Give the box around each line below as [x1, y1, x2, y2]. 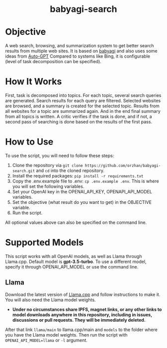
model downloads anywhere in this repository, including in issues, [12, 312, 153, 318]
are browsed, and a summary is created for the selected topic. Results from [5, 103, 160, 109]
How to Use [5, 136, 54, 148]
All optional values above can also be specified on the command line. [5, 220, 147, 225]
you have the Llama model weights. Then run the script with [5, 332, 128, 338]
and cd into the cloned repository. [36, 168, 104, 174]
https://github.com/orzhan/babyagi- [84, 163, 161, 168]
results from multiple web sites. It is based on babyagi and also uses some [5, 48, 158, 54]
